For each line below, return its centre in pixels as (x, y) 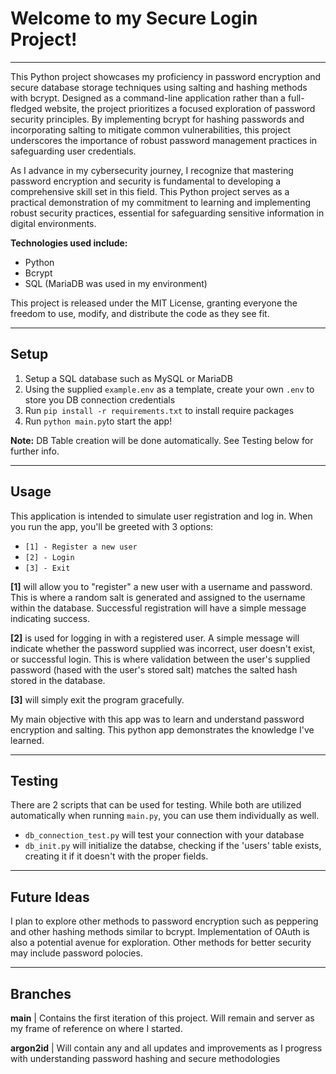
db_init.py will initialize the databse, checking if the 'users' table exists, (173, 846)
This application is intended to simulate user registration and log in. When (161, 516)
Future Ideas (50, 897)
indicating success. (50, 618)
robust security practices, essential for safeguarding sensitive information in (167, 213)
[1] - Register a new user (81, 547)
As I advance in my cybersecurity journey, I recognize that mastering (152, 170)
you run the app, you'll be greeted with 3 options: (112, 526)
